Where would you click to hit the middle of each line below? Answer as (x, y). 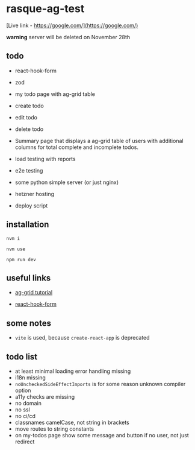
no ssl (22, 410)
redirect (25, 442)
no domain (28, 403)
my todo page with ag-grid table (55, 94)
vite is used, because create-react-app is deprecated (82, 338)
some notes (29, 323)
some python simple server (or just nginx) (67, 182)
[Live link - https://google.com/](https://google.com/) (72, 25)
